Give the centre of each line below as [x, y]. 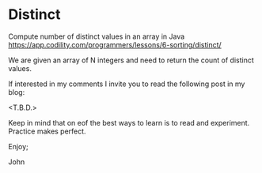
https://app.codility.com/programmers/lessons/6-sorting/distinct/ [115, 44]
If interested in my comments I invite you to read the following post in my [127, 84]
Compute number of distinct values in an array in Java [97, 36]
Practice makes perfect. [47, 131]
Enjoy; [19, 146]
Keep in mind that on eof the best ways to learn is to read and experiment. [129, 122]
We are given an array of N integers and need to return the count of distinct [131, 60]
